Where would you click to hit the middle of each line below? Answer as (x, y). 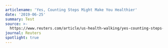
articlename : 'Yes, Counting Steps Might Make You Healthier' (71, 10)
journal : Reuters (23, 33)
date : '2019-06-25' (25, 14)
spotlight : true (22, 38)
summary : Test (20, 19)
